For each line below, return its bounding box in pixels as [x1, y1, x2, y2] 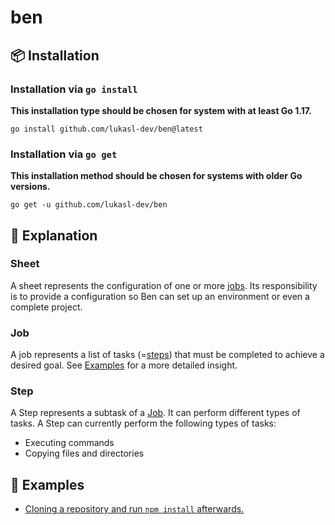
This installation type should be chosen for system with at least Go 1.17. [10, 104, 312, 116]
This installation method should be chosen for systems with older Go [10, 170, 303, 182]
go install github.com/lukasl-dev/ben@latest [10, 124, 203, 134]
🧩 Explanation [10, 227, 98, 244]
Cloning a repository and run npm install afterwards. [24, 503, 245, 515]
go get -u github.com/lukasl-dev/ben [10, 200, 168, 210]
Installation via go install [10, 82, 138, 96]
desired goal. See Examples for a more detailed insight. [10, 359, 238, 371]
